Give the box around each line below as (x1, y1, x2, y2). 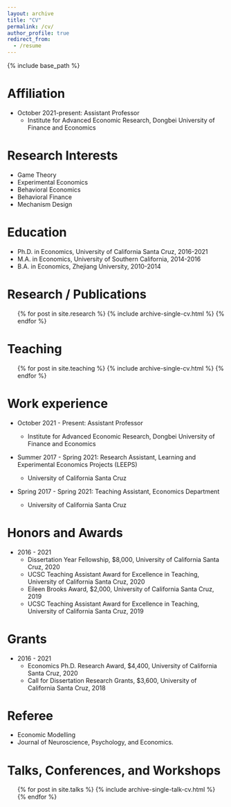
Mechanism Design (17, 200, 73, 208)
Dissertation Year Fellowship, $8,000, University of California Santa (27, 555, 220, 563)
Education (7, 225, 67, 240)
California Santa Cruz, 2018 (27, 683, 106, 692)
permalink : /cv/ (7, 23, 54, 30)
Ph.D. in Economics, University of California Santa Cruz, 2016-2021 (17, 247, 208, 255)
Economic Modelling (17, 731, 76, 739)
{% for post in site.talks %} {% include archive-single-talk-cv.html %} (17, 785, 216, 794)
